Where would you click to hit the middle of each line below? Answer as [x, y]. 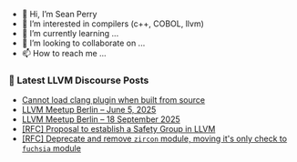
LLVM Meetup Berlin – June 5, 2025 [89, 110]
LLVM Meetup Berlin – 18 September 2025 [101, 119]
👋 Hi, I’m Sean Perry [59, 14]
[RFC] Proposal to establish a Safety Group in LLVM [118, 129]
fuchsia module [51, 148]
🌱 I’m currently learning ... [70, 33]
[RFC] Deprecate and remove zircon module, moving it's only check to [154, 139]
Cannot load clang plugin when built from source [113, 100]
